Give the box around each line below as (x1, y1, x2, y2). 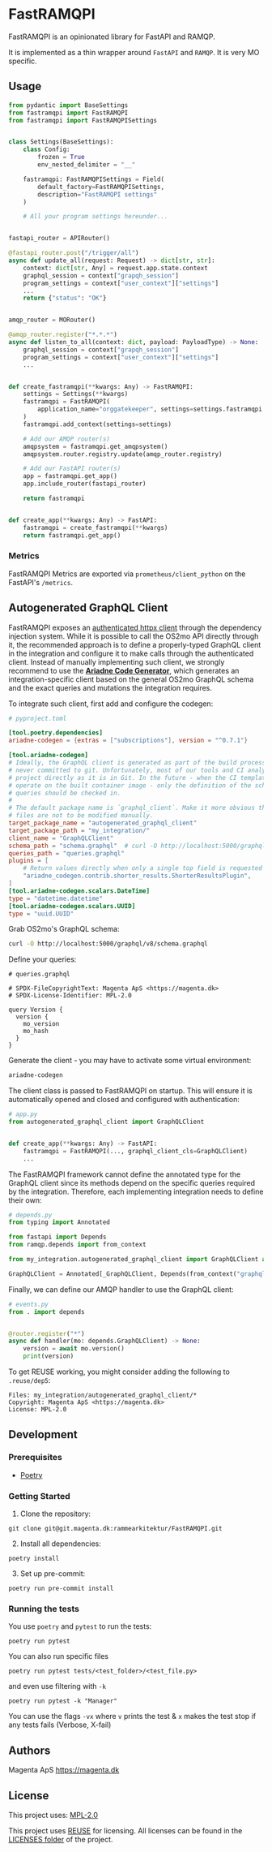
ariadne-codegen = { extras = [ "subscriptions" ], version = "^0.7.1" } (8, 736, 249, 745)
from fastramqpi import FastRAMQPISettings (8, 116, 158, 124)
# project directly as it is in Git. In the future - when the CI (8, 773, 237, 782)
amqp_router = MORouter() (8, 316, 96, 325)
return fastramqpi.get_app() (23, 531, 121, 540)
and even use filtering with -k (8, 1682, 107, 1691)
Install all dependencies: (19, 1539, 101, 1548)
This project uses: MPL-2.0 (8, 1811, 99, 1820)
